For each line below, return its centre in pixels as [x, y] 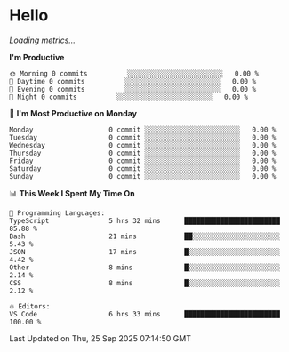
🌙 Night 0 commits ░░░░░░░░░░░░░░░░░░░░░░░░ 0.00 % [129, 97]
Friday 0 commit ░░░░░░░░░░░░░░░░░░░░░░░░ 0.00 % [143, 161]
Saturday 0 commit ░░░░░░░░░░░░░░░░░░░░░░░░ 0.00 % [143, 168]
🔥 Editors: [30, 306]
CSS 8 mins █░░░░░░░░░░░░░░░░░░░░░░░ [144, 283]
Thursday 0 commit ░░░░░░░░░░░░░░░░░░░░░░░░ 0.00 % [143, 153]
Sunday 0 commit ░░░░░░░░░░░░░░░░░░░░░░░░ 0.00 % [143, 176]
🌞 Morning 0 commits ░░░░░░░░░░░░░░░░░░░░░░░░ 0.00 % [134, 73]
